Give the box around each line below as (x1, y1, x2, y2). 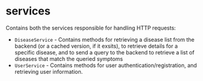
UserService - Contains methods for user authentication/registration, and (14, 62, 197, 69)
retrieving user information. (14, 68, 83, 75)
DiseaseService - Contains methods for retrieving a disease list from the (14, 36, 195, 43)
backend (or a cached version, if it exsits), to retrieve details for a (14, 42, 178, 50)
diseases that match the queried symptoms (14, 55, 123, 62)
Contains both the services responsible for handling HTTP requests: (5, 24, 176, 31)
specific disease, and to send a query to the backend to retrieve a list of (14, 48, 195, 56)
